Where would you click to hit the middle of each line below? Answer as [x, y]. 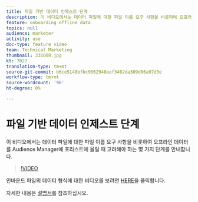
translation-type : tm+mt [37, 66]
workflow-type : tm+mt [33, 77]
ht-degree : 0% [24, 88]
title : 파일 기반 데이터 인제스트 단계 [47, 11]
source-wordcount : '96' [35, 83]
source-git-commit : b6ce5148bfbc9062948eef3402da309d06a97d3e [84, 72]
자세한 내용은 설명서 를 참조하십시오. [47, 193]
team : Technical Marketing [39, 50]
